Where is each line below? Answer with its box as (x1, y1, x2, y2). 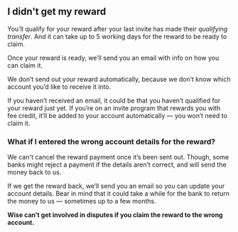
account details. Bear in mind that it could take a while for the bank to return (7, 189, 229, 198)
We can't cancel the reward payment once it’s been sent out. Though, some (7, 153, 229, 162)
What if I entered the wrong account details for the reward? (7, 137, 215, 147)
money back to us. (7, 168, 62, 176)
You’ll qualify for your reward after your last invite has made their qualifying (7, 24, 228, 33)
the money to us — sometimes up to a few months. (7, 197, 156, 206)
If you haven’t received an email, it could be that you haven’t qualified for (7, 96, 221, 105)
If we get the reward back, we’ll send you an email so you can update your (7, 181, 225, 191)
